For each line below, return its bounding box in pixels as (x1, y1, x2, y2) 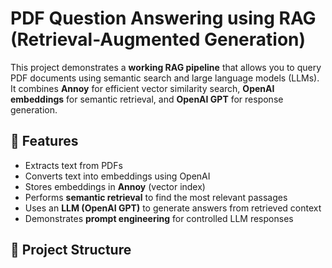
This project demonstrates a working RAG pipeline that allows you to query (10, 61, 322, 73)
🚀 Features (10, 133, 79, 150)
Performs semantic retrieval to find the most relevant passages (24, 191, 288, 203)
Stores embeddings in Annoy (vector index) (24, 180, 206, 192)
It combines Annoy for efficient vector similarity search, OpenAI (10, 82, 275, 94)
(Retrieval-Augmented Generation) (10, 28, 307, 51)
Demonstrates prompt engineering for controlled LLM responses (24, 212, 294, 224)
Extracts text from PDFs (24, 159, 123, 171)
